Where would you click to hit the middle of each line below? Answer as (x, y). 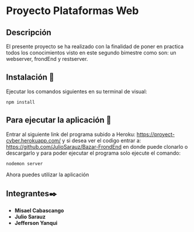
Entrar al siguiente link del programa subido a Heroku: (71, 134)
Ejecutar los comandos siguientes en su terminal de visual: (77, 91)
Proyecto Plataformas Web (72, 11)
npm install (20, 102)
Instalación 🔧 (30, 77)
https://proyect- (156, 134)
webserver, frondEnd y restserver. (47, 59)
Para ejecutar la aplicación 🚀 (59, 120)
